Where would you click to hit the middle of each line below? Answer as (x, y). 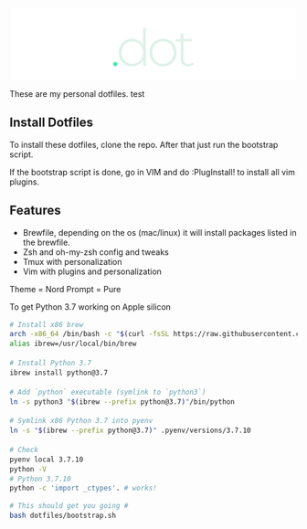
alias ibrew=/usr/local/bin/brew (73, 344)
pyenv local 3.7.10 (47, 460)
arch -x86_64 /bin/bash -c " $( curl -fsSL (90, 334)
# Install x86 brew (47, 324)
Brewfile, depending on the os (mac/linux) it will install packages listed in (159, 232)
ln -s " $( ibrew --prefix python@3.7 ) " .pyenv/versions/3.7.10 (130, 431)
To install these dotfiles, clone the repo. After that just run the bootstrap (144, 144)
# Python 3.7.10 (40, 479)
